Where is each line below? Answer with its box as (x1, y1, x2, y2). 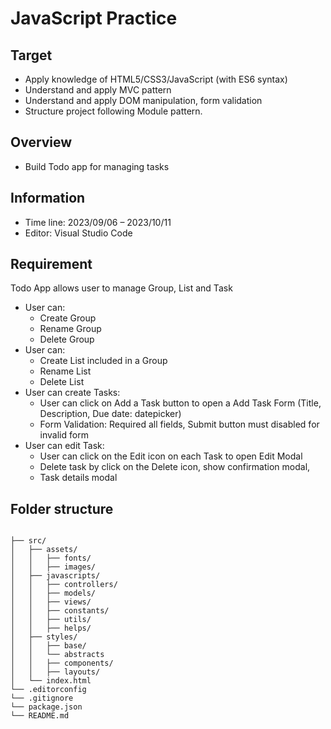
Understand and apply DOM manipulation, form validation (24, 95, 263, 106)
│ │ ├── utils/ (10, 615, 92, 625)
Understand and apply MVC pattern (24, 84, 172, 96)
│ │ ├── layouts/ (10, 667, 101, 677)
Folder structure (10, 500, 114, 517)
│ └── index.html (10, 676, 92, 686)
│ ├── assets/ (10, 545, 78, 555)
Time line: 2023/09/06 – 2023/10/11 (24, 216, 172, 228)
